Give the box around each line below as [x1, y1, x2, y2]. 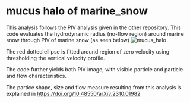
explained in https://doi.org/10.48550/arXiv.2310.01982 [6, 90, 141, 97]
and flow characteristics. [6, 72, 67, 79]
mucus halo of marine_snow [6, 4, 148, 18]
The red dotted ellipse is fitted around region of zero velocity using [6, 48, 170, 55]
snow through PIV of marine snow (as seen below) [6, 36, 129, 43]
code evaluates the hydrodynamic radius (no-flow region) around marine [6, 30, 184, 37]
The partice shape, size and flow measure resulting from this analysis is [6, 83, 182, 90]
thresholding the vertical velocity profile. [6, 54, 105, 61]
